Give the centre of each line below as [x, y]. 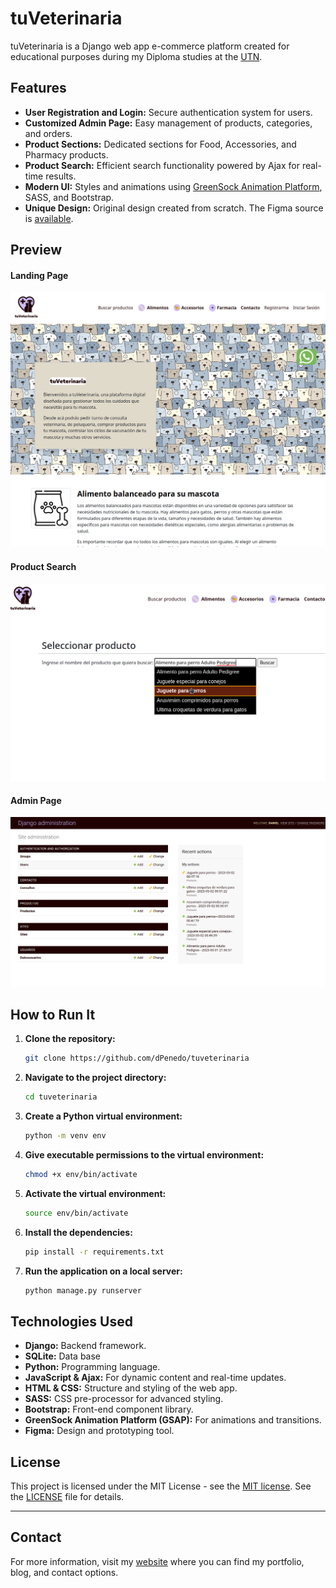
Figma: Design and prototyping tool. [99, 1431]
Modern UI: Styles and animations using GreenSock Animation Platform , [173, 186]
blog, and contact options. [64, 1572]
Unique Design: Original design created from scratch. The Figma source [174, 208]
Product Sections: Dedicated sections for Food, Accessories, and [160, 144]
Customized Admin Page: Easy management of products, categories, [168, 123]
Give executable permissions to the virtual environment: [144, 1154]
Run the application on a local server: [103, 1271]
